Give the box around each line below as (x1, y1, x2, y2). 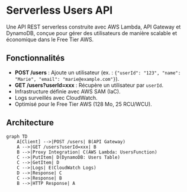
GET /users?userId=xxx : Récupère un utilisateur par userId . (14, 81, 164, 89)
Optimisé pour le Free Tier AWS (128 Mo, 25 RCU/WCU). (14, 100, 152, 108)
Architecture (6, 118, 54, 128)
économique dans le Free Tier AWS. (6, 36, 93, 43)
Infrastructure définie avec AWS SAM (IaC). (14, 87, 121, 95)
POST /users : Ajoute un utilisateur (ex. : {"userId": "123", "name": (14, 69, 181, 76)
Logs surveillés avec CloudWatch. (14, 94, 98, 101)
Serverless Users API (6, 4, 113, 17)
